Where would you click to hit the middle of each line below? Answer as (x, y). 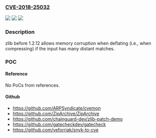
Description (20, 32)
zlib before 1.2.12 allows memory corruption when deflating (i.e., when (78, 43)
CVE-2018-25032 (28, 7)
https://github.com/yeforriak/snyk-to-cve (55, 130)
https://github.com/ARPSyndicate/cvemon (57, 108)
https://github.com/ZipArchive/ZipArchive (56, 114)
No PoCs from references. (32, 85)
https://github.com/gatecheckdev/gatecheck (59, 124)
